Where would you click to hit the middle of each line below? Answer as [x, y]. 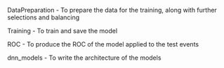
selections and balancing [44, 17]
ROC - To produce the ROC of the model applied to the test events [103, 44]
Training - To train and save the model [62, 31]
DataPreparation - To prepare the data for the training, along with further [112, 10]
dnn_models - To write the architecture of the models [84, 58]
